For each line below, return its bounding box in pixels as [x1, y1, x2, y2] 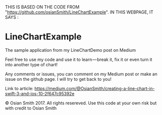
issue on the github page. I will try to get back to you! [5, 76, 112, 82]
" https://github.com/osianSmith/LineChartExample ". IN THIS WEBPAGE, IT [5, 9, 154, 15]
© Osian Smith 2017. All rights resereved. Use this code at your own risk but [5, 100, 157, 106]
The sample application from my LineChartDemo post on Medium [5, 47, 136, 53]
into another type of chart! [5, 61, 58, 67]
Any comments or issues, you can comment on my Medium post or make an [5, 71, 158, 77]
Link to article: [5, 86, 34, 91]
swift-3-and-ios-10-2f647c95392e [5, 90, 74, 96]
